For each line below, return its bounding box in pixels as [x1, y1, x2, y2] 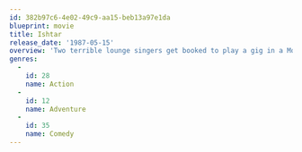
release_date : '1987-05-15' [9, 38, 115, 47]
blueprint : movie [9, 21, 75, 30]
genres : [9, 55, 39, 63]
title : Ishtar [9, 30, 63, 38]
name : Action [25, 80, 75, 89]
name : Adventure [25, 105, 87, 114]
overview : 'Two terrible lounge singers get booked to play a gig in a [9, 46, 283, 55]
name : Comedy [25, 130, 75, 139]
